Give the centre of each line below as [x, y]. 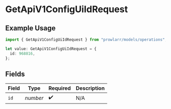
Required [60, 88]
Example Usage [31, 28]
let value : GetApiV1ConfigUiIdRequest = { [51, 49]
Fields [15, 74]
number [34, 98]
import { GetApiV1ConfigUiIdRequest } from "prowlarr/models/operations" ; [86, 40]
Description [90, 88]
